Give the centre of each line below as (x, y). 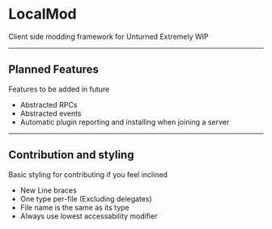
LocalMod (42, 14)
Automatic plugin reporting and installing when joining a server (125, 121)
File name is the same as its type (74, 207)
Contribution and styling (71, 155)
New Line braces (48, 190)
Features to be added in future (59, 89)
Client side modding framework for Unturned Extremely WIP (108, 36)
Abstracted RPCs (49, 104)
